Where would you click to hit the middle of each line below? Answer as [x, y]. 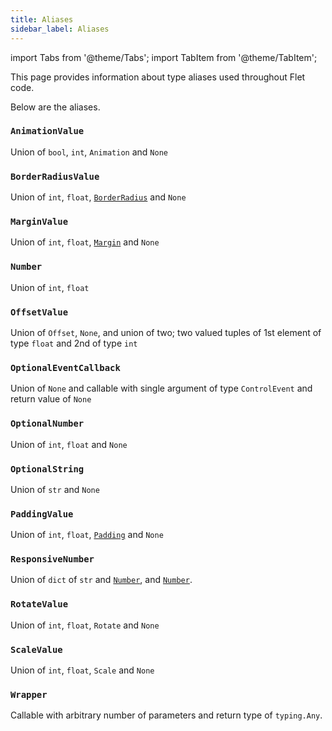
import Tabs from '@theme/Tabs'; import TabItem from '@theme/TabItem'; [164, 57]
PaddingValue [42, 514]
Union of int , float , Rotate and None [85, 625]
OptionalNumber [47, 424]
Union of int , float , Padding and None [87, 535]
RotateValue [39, 604]
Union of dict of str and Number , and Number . [101, 580]
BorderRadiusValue [55, 176]
